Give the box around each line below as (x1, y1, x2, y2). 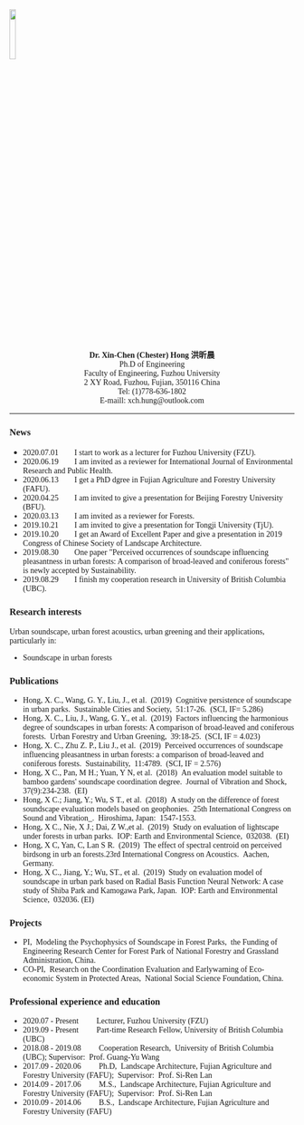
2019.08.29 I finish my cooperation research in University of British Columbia (22, 575, 287, 585)
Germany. (22, 858, 54, 868)
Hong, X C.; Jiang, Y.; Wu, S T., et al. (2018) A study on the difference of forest (22, 795, 280, 805)
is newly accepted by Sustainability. (22, 566, 137, 576)
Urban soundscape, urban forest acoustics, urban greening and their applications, (9, 626, 265, 636)
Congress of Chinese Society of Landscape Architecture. (22, 538, 202, 548)
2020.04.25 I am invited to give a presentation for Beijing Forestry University (22, 493, 283, 503)
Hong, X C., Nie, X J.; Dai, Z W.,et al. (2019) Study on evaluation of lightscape (22, 822, 280, 832)
